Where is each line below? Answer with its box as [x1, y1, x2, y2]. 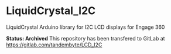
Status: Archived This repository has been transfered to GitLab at [6, 35, 165, 42]
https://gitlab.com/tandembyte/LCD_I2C [6, 41, 102, 48]
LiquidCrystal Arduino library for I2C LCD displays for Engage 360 [6, 23, 165, 31]
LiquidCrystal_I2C [6, 4, 96, 18]
